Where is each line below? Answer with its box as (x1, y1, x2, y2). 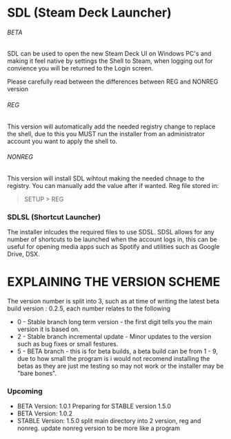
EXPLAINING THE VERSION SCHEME (7, 274, 221, 290)
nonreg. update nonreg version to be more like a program (17, 424, 181, 433)
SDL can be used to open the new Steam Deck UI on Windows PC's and (7, 50, 212, 58)
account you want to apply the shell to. (7, 137, 118, 145)
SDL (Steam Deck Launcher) (7, 5, 172, 21)
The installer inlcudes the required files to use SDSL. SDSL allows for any (7, 228, 215, 236)
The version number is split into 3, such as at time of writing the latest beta (7, 297, 219, 306)
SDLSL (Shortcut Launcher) (7, 212, 101, 222)
